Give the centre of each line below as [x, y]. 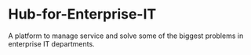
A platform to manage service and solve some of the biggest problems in [126, 36]
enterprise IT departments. [52, 43]
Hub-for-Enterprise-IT [82, 14]
